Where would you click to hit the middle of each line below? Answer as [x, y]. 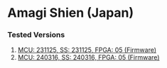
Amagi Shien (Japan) [71, 13]
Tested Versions [36, 35]
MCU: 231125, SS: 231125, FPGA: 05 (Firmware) [87, 50]
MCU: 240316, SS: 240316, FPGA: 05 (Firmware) [88, 57]
